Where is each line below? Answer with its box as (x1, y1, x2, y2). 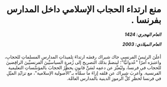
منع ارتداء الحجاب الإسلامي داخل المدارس (6, 4, 161, 15)
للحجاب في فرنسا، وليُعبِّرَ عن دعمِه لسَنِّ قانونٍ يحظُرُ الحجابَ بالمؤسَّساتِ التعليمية (8, 65, 161, 71)
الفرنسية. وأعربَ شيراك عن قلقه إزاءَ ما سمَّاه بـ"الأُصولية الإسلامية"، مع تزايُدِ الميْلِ (6, 70, 161, 76)
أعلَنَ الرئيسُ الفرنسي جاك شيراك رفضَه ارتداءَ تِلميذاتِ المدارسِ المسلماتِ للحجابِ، (4, 54, 161, 60)
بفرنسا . (131, 14, 161, 26)
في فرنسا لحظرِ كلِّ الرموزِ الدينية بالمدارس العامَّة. (66, 75, 161, 81)
